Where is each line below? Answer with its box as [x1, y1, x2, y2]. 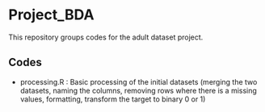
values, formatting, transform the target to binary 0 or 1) [19, 94, 206, 104]
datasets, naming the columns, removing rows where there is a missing [19, 85, 257, 95]
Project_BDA [8, 6, 95, 24]
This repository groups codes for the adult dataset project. [8, 32, 204, 42]
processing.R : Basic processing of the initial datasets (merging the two [19, 77, 258, 86]
